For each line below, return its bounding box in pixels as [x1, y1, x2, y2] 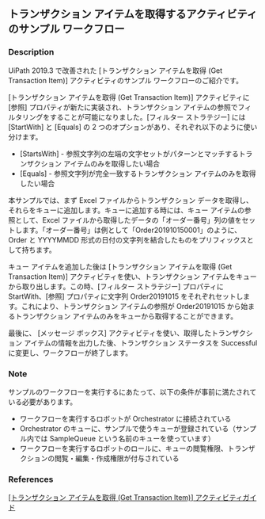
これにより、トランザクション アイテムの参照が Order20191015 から [21, 301, 241, 311]
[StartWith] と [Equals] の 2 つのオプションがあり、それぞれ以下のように [8, 122, 244, 132]
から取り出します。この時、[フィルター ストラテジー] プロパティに [8, 281, 224, 291]
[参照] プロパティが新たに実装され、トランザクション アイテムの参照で [8, 102, 238, 112]
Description [8, 47, 55, 58]
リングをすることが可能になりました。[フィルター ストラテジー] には [21, 112, 246, 121]
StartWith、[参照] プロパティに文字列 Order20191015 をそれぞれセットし [8, 292, 244, 301]
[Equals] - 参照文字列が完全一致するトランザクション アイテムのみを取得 [19, 169, 256, 178]
